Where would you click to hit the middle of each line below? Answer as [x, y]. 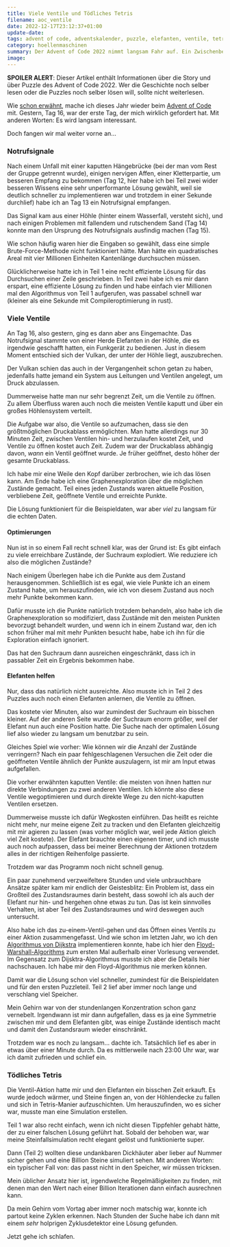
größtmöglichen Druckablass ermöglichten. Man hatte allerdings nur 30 [108, 431]
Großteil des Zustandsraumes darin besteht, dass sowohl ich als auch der [111, 894]
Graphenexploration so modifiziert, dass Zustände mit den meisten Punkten [114, 617]
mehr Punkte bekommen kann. [50, 597]
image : [16, 58]
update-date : [26, 33]
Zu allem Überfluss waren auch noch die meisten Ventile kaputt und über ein [115, 404]
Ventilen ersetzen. [33, 804]
